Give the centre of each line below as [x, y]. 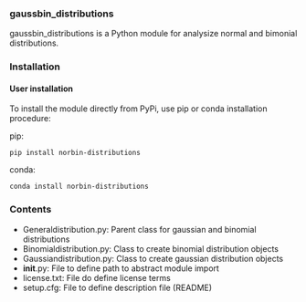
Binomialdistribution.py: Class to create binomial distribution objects [150, 248]
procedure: [31, 119]
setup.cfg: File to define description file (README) [117, 287]
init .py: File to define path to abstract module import [121, 268]
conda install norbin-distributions [79, 187]
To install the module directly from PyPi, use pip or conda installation [138, 109]
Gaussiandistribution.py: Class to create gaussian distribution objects [153, 258]
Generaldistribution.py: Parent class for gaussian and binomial [140, 229]
